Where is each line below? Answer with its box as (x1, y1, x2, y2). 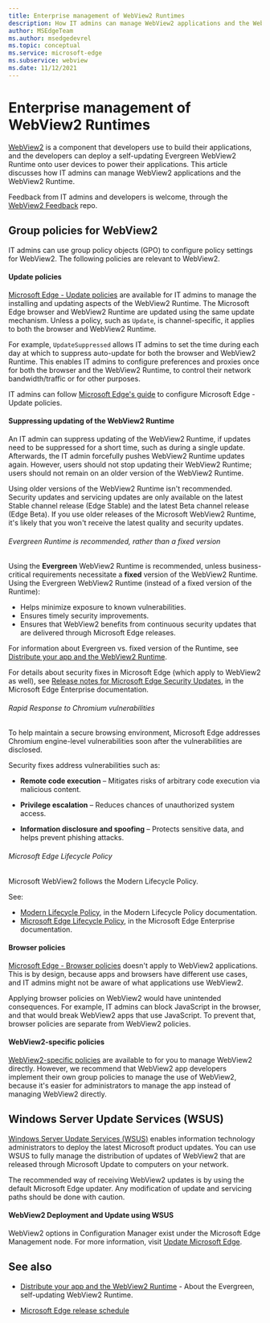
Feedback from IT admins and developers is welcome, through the (8, 192, 228, 202)
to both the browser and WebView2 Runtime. (8, 324, 157, 333)
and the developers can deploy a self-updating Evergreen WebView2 (8, 150, 237, 161)
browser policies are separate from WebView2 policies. (8, 1019, 191, 1028)
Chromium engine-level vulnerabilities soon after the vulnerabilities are (8, 737, 243, 746)
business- (228, 561, 262, 571)
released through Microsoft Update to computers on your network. (8, 1159, 229, 1169)
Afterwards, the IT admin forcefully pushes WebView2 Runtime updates (8, 451, 245, 460)
